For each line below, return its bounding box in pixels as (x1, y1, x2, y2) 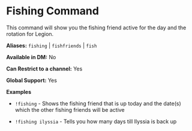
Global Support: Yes (6, 77, 57, 84)
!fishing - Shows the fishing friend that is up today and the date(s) (14, 100, 181, 107)
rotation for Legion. (6, 30, 54, 37)
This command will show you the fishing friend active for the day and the (6, 24, 187, 31)
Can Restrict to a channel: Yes (6, 65, 83, 72)
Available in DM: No (6, 53, 56, 60)
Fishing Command (6, 4, 99, 18)
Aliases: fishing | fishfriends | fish (6, 42, 97, 49)
